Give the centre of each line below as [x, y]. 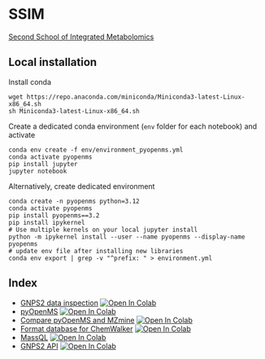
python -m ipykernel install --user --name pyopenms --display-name [127, 237]
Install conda [30, 81]
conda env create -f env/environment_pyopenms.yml [96, 150]
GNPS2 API [39, 346]
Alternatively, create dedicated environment [82, 186]
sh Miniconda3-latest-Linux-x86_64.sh [74, 111]
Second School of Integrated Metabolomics [81, 37]
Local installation [53, 62]
